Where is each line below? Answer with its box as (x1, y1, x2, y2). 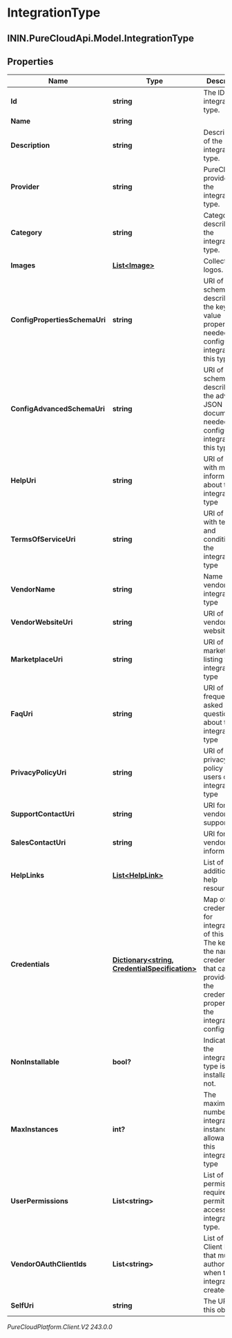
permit (203, 1196, 225, 1206)
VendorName (10, 585, 55, 594)
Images (10, 261, 36, 270)
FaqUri (10, 709, 33, 719)
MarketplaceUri (10, 654, 64, 664)
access (203, 1205, 227, 1214)
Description (10, 140, 50, 150)
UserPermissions (10, 1196, 69, 1206)
